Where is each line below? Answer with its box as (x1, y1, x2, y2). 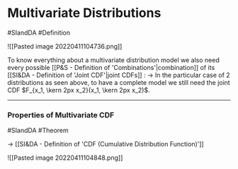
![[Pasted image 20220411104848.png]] (7, 153, 123, 162)
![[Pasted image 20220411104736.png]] (7, 42, 123, 50)
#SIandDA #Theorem (7, 126, 69, 135)
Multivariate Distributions (7, 5, 161, 21)
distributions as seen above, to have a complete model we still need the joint (7, 78, 230, 86)
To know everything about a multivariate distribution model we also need (7, 55, 220, 64)
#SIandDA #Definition (7, 28, 71, 37)
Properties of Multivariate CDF (7, 110, 115, 120)
